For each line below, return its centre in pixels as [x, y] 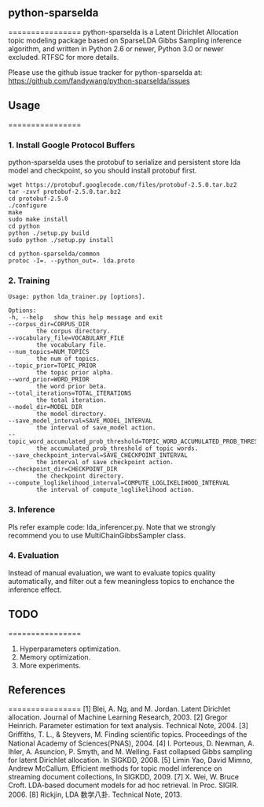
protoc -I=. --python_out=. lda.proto [71, 260]
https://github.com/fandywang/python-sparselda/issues [99, 80]
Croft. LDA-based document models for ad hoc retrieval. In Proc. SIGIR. [123, 785]
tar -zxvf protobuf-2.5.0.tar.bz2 [65, 192]
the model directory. [72, 414]
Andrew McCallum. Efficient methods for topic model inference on [115, 768]
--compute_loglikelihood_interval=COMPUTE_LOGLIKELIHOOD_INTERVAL [119, 483]
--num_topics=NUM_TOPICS [49, 352]
